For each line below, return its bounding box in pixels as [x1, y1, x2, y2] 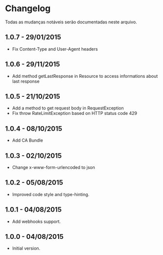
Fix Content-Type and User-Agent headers [12, 46, 98, 52]
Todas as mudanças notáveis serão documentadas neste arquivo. [5, 19, 138, 25]
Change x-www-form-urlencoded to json [12, 164, 95, 170]
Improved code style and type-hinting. [12, 191, 89, 197]
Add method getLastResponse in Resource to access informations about [12, 73, 158, 79]
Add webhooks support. [12, 219, 61, 224]
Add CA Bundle [12, 137, 43, 144]
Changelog [5, 3, 51, 14]
